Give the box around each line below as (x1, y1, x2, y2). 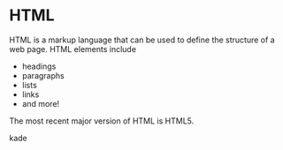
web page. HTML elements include (9, 43, 137, 54)
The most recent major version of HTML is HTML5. (9, 116, 195, 126)
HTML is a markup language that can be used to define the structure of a (9, 34, 276, 45)
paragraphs (21, 70, 65, 80)
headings (21, 61, 57, 71)
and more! (21, 98, 60, 109)
